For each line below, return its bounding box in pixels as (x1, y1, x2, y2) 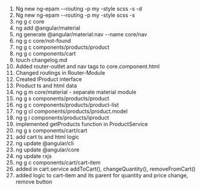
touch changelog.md (15, 57, 68, 63)
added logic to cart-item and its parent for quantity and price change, (15, 172, 189, 179)
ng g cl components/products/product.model (15, 108, 128, 115)
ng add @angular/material (15, 24, 80, 31)
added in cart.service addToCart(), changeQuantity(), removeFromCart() (15, 165, 196, 173)
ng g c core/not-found (15, 37, 71, 44)
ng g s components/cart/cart (15, 127, 88, 134)
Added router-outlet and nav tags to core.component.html (15, 63, 160, 70)
